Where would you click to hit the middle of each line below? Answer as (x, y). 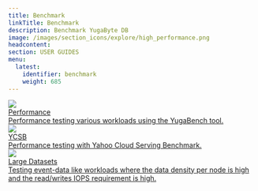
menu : (17, 60)
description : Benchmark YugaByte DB (68, 30)
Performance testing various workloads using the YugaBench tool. (116, 120)
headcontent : (30, 45)
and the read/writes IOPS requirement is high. (82, 178)
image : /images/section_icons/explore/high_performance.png (109, 37)
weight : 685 (42, 81)
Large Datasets (33, 161)
